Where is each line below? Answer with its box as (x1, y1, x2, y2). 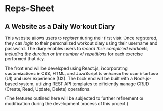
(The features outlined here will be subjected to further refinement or (5, 95, 144, 101)
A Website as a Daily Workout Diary (5, 22, 115, 31)
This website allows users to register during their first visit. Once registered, (5, 35, 158, 41)
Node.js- (134, 76, 152, 81)
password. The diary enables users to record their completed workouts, (5, 46, 149, 51)
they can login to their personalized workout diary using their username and (5, 40, 158, 46)
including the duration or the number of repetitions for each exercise (5, 51, 143, 56)
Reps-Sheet (5, 3, 55, 14)
